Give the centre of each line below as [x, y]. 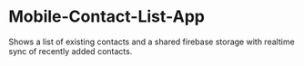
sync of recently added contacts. [71, 51]
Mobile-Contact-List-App [107, 17]
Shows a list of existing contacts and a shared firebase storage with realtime [152, 42]
